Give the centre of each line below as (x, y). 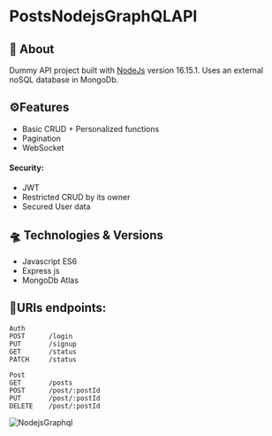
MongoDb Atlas (50, 280)
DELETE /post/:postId (55, 406)
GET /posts (41, 383)
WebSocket (43, 147)
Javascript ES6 (49, 261)
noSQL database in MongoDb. (64, 80)
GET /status (43, 352)
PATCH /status (43, 359)
